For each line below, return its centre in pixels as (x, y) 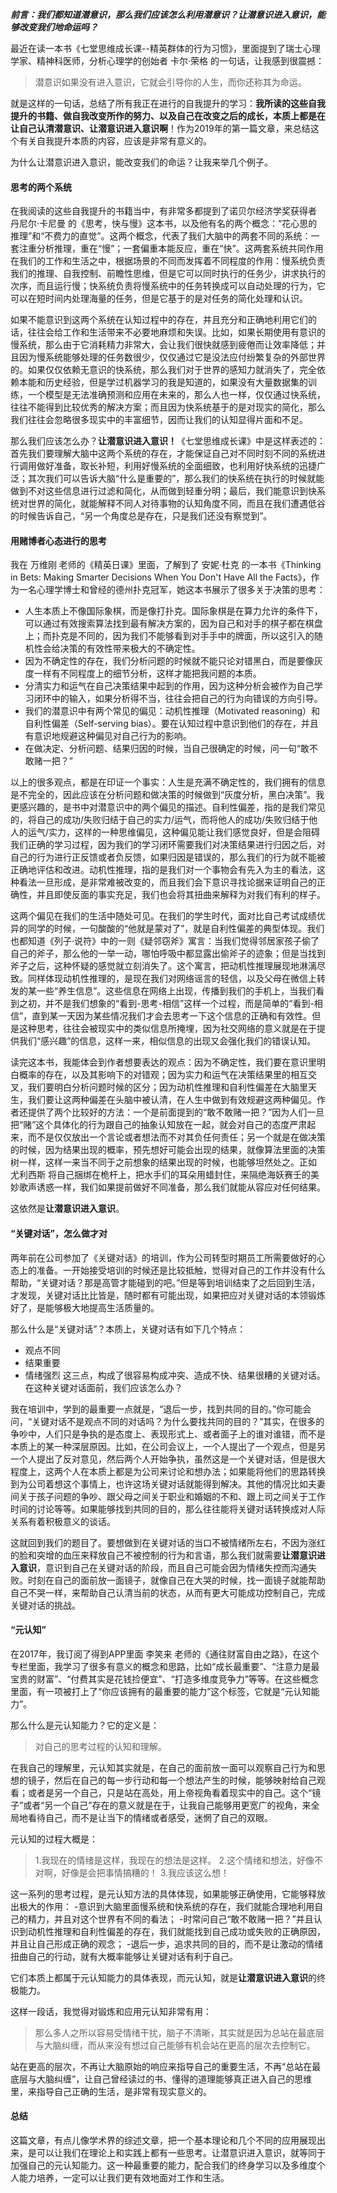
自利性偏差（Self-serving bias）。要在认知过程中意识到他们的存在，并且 (171, 724)
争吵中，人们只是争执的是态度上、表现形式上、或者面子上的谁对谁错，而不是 (168, 1434)
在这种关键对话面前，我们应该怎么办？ (103, 1387)
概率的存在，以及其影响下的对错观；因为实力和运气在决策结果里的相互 (163, 1075)
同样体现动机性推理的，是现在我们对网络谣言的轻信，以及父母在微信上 (172, 979)
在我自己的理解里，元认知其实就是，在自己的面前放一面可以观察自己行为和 (163, 1767)
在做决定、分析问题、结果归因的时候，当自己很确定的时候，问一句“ (162, 749)
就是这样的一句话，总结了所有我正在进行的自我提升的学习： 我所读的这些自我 (168, 103)
